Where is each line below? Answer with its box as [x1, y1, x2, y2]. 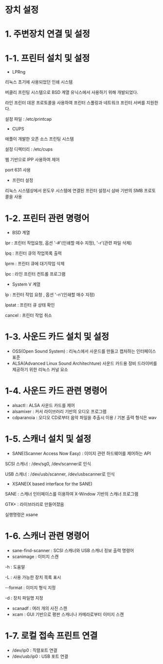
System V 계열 [12, 281, 41, 287]
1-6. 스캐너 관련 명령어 [5, 531, 90, 542]
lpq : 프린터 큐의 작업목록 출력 [5, 250, 62, 256]
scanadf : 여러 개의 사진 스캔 [12, 606, 67, 611]
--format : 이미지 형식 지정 [5, 585, 56, 590]
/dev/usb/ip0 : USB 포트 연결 [12, 653, 69, 659]
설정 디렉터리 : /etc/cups [5, 147, 53, 152]
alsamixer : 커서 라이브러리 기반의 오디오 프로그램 [12, 408, 107, 414]
